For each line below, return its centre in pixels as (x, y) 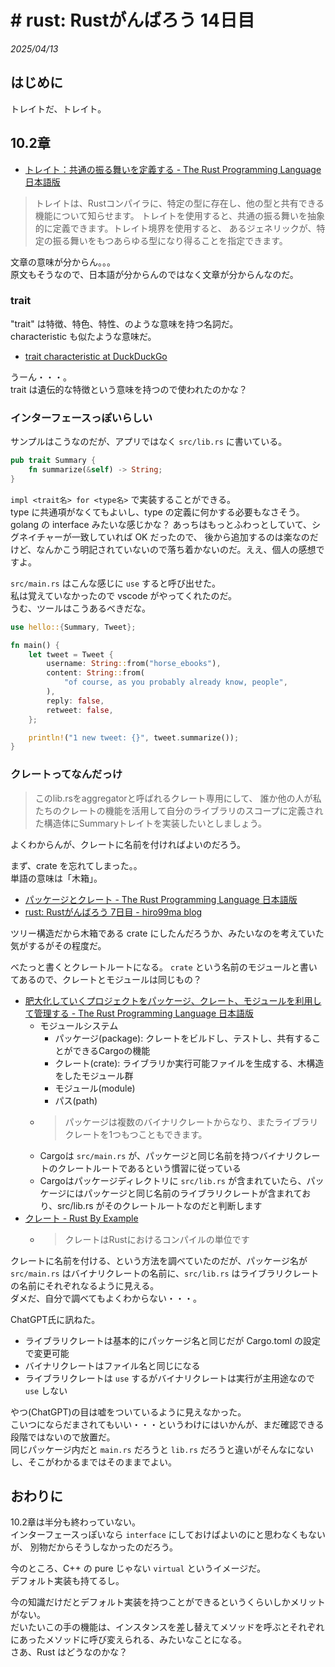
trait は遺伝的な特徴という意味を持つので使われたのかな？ (129, 389)
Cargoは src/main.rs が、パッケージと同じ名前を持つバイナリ (167, 1155)
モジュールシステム (79, 1025)
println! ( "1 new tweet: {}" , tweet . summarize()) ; (134, 737)
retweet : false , (80, 710)
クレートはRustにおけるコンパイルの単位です (157, 1239)
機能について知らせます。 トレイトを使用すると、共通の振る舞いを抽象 (180, 215)
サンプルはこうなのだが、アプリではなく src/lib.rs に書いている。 (149, 442)
